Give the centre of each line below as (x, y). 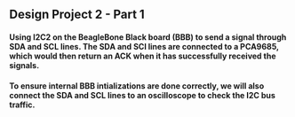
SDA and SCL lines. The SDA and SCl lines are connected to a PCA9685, (144, 46)
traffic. (22, 105)
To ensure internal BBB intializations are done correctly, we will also (137, 86)
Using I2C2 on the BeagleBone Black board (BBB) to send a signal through (148, 37)
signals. (24, 65)
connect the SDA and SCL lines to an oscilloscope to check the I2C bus (142, 95)
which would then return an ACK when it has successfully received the (143, 56)
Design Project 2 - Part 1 (77, 15)
